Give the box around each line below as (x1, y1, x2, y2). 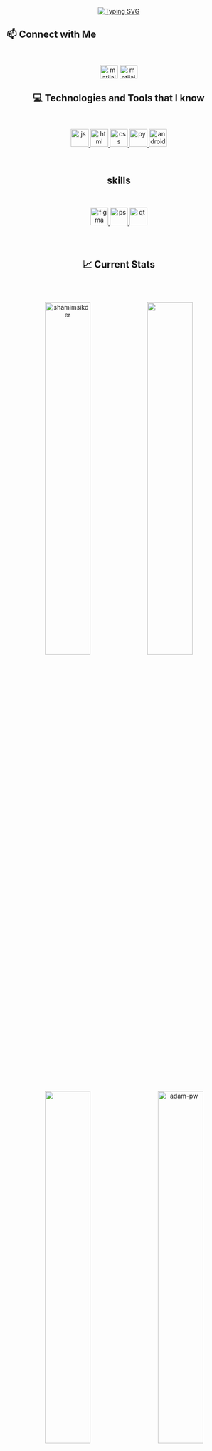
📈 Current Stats (82, 258, 156, 270)
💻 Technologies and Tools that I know (33, 92, 205, 104)
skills (107, 175, 131, 187)
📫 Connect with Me (6, 29, 97, 41)
